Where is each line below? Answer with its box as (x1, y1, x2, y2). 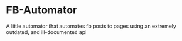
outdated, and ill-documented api (6, 28, 87, 35)
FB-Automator (6, 3, 77, 17)
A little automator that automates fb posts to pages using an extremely (6, 23, 176, 29)
